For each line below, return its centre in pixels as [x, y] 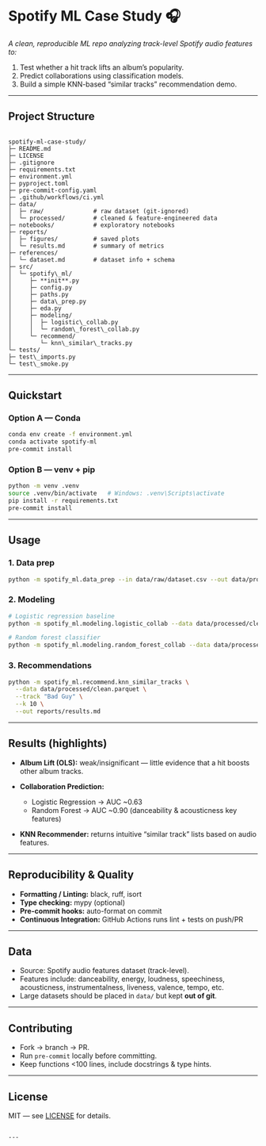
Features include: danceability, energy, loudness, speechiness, [122, 979]
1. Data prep [32, 563]
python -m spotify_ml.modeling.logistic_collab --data [101, 623]
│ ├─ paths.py [38, 294]
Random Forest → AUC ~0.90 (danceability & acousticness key [134, 810]
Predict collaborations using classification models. [102, 75]
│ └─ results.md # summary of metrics [86, 246]
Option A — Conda [44, 418]
